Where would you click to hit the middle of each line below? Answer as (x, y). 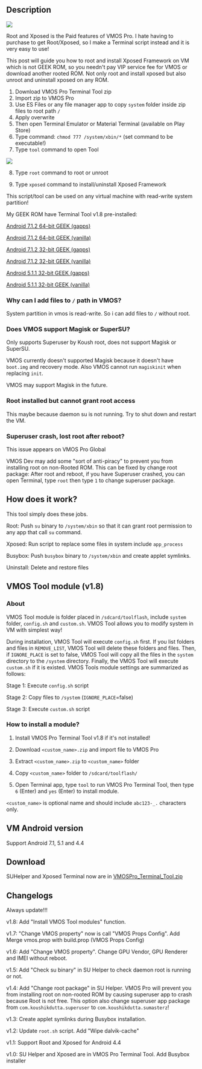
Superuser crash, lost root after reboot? (65, 436)
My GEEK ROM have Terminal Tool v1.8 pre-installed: (72, 214)
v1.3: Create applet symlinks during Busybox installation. (76, 1019)
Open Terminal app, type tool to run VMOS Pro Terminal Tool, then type (104, 784)
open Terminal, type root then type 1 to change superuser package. (91, 480)
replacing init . (25, 373)
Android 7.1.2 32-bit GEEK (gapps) (48, 249)
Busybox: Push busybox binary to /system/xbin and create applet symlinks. (99, 555)
